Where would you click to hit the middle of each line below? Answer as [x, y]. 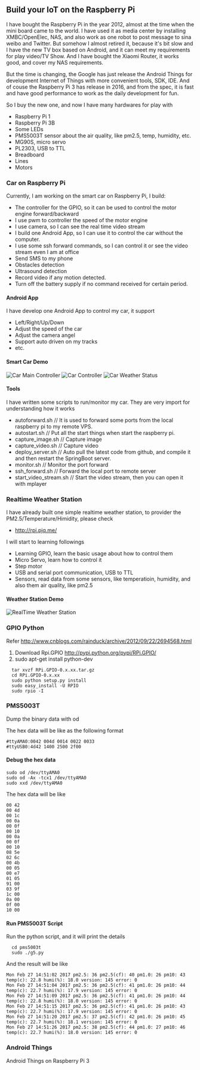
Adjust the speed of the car [48, 329]
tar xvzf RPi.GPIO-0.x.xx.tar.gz [53, 670]
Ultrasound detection [41, 271]
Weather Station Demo [35, 599]
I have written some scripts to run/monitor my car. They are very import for [98, 402]
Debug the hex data [31, 760]
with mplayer [31, 483]
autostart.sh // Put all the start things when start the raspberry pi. [95, 433]
